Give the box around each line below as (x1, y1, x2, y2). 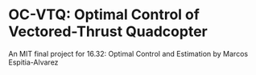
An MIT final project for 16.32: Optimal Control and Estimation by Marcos (8, 49, 248, 58)
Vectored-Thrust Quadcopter (8, 22, 208, 41)
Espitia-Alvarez (8, 57, 59, 67)
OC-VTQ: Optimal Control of (8, 6, 200, 24)
